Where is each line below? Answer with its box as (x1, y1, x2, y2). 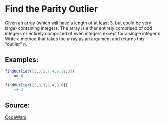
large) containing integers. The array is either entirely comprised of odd (5, 25, 152, 31)
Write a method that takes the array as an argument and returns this (5, 36, 145, 42)
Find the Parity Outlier (5, 3, 98, 15)
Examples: (5, 56, 39, 64)
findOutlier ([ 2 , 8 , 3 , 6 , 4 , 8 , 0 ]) (5, 82, 68, 88)
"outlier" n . (5, 41, 27, 47)
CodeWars (5, 114, 27, 120)
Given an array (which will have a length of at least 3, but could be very (5, 20, 151, 26)
